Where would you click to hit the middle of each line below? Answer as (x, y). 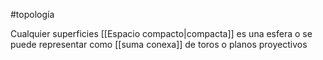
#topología (32, 14)
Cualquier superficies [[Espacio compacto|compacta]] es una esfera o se (161, 33)
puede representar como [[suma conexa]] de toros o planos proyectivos (159, 44)
